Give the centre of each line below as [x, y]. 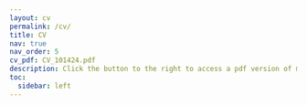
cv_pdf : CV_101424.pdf [53, 60]
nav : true [28, 43]
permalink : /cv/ [40, 26]
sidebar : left [44, 86]
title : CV [28, 35]
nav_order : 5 [34, 52]
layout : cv [30, 18]
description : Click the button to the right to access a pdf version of [151, 69]
